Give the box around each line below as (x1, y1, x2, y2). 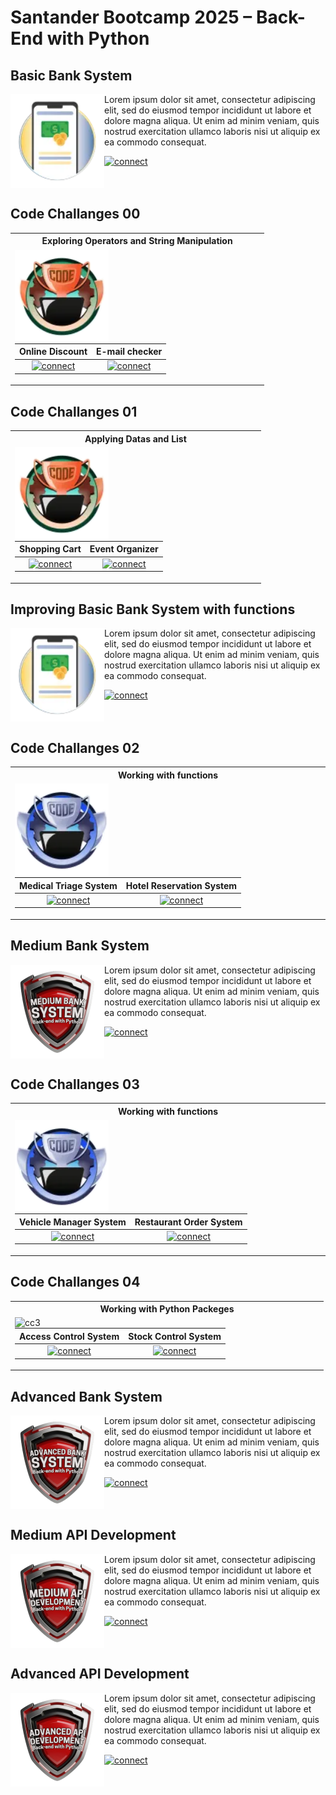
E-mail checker (96, 346, 163, 358)
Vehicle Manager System (19, 1216, 127, 1228)
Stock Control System (128, 1330, 222, 1342)
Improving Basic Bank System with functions (10, 601, 296, 618)
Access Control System (19, 1330, 120, 1342)
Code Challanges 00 (10, 206, 141, 223)
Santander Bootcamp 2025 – (10, 6, 253, 29)
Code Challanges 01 (10, 403, 138, 420)
